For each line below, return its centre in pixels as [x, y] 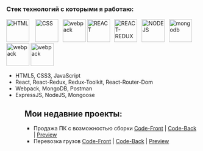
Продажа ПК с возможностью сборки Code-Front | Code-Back [115, 129]
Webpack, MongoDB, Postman [54, 88]
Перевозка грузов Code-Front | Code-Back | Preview [101, 141]
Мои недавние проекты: [73, 114]
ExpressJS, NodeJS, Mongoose [55, 95]
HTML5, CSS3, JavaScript [48, 75]
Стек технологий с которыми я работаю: [70, 9]
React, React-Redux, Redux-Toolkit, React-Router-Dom [84, 82]
